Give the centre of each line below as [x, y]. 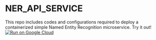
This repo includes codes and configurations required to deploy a [72, 22]
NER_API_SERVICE [44, 9]
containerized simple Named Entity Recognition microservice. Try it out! [78, 27]
